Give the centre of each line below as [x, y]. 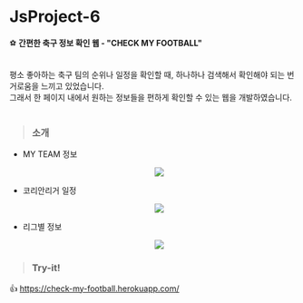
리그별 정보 [42, 227]
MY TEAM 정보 [50, 154]
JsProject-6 [55, 17]
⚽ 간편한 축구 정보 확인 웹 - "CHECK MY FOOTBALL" [106, 43]
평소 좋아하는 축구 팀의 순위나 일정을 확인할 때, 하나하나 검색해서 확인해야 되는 [147, 74]
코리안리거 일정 [49, 191]
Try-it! [46, 268]
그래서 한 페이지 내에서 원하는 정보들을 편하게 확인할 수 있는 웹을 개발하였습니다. [151, 97]
